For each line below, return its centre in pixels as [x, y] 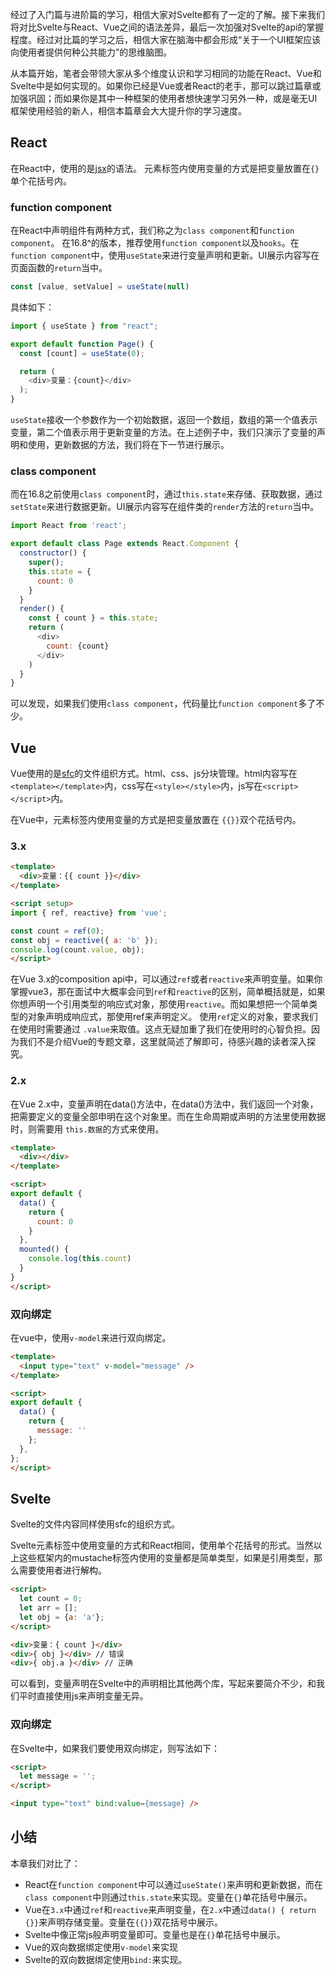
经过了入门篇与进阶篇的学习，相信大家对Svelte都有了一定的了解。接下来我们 [167, 14]
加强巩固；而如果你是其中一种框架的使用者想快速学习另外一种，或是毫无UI [164, 98]
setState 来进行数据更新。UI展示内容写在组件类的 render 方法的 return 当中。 [165, 507]
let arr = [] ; [48, 1608]
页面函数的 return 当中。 [59, 268]
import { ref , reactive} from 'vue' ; [89, 913]
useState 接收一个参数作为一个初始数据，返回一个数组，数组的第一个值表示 [164, 420]
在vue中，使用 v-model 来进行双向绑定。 [91, 1337]
